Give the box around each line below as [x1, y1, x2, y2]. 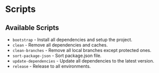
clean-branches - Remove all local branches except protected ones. [12, 47, 151, 53]
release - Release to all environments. [12, 63, 91, 69]
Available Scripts [5, 23, 59, 32]
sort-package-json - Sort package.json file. [12, 52, 101, 58]
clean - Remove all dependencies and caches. [12, 42, 108, 48]
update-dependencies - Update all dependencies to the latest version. [12, 58, 154, 63]
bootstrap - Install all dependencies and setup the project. [12, 36, 132, 42]
